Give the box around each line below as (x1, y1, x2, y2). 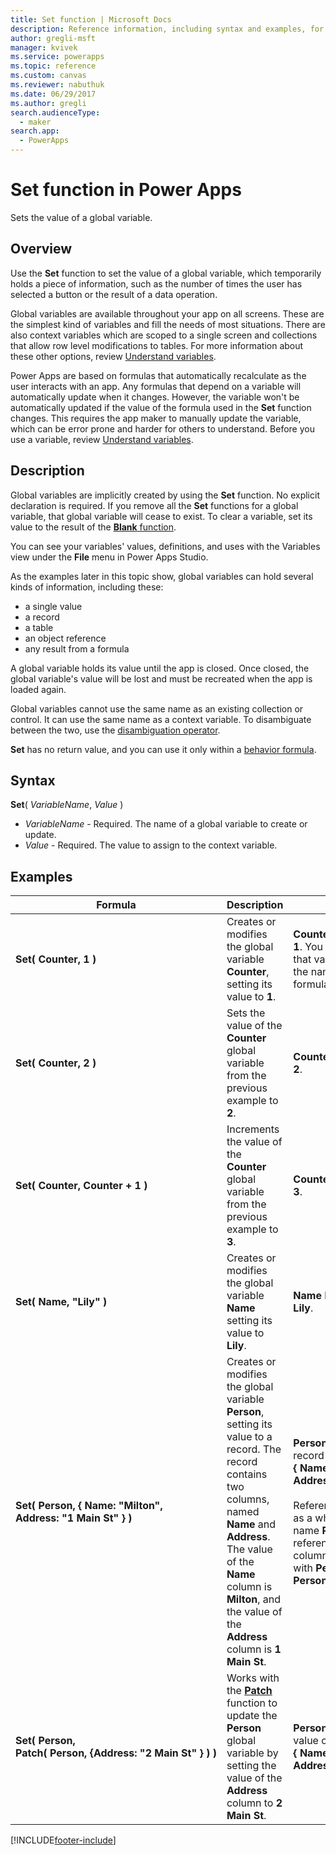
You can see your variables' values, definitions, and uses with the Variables (10, 540, 321, 552)
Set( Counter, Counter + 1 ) (15, 1179, 148, 1193)
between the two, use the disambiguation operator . (10, 724, 221, 736)
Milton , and (226, 1592, 282, 1606)
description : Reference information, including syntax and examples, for (10, 24, 325, 34)
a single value (24, 600, 83, 612)
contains (226, 1467, 268, 1481)
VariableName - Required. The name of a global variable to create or (24, 818, 308, 830)
